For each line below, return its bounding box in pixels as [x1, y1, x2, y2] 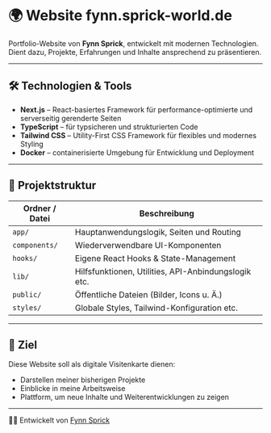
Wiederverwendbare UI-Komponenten [75, 239, 222, 250]
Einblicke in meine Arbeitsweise [19, 384, 126, 393]
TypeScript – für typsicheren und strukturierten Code [19, 122, 198, 132]
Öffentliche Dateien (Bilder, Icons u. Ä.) [75, 288, 223, 300]
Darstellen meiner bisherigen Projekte [19, 375, 146, 385]
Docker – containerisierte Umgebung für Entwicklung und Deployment [19, 147, 254, 158]
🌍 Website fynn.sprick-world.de [8, 6, 232, 25]
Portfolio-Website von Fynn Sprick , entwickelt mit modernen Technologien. [8, 38, 259, 48]
